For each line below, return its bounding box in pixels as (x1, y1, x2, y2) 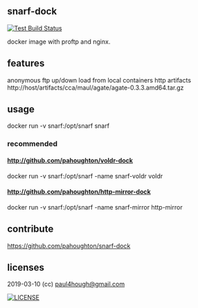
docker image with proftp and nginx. (7, 37, 111, 46)
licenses (7, 262, 45, 273)
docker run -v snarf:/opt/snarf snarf (7, 121, 109, 130)
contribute (7, 223, 54, 235)
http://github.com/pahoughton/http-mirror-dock (7, 187, 151, 196)
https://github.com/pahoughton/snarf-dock (7, 241, 131, 250)
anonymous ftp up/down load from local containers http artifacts (7, 76, 192, 84)
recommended (7, 139, 57, 148)
